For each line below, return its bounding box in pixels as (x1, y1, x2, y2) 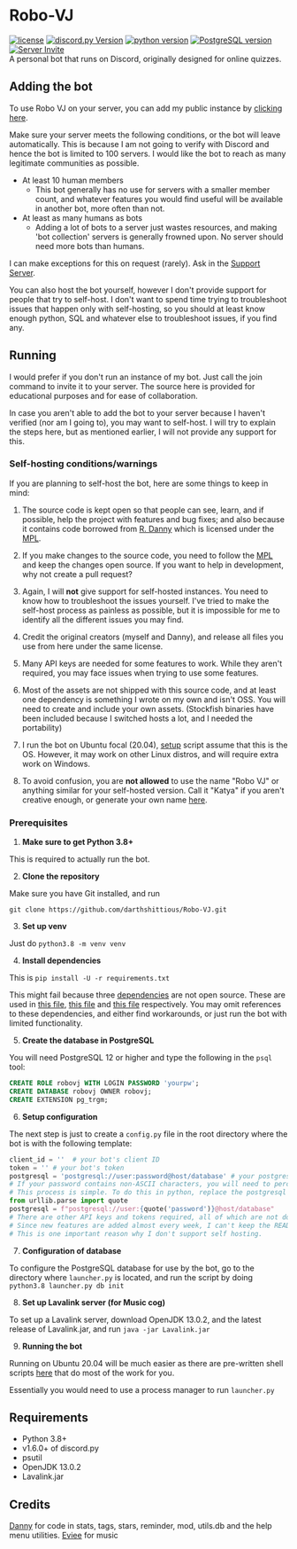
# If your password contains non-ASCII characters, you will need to (9, 1180, 271, 1189)
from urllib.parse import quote (9, 1196, 128, 1206)
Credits (9, 1497, 51, 1512)
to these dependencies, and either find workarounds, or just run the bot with (9, 1008, 287, 1020)
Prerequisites (9, 817, 68, 829)
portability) (21, 722, 63, 732)
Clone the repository (21, 871, 100, 882)
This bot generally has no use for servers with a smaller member (34, 184, 270, 195)
